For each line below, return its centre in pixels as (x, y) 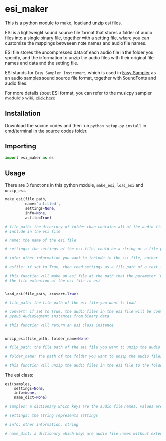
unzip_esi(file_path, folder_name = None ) (47, 339)
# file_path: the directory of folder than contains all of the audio (79, 227)
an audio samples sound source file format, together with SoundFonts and (81, 78)
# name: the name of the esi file (41, 240)
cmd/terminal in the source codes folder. (46, 131)
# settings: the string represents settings (52, 415)
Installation (23, 114)
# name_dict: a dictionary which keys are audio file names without (77, 433)
